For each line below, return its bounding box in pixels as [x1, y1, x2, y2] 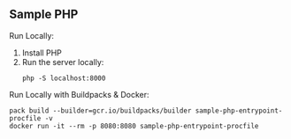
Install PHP [21, 48, 62, 58]
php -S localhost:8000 [21, 74, 106, 83]
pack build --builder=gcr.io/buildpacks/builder [9, 106, 192, 115]
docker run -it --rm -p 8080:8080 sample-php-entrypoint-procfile [9, 121, 259, 130]
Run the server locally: [21, 56, 104, 67]
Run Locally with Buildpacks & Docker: [9, 89, 149, 99]
